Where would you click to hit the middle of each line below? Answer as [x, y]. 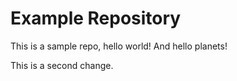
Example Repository [96, 18]
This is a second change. [62, 65]
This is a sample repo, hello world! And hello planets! [119, 46]
